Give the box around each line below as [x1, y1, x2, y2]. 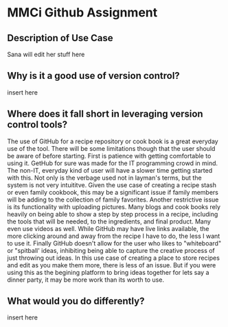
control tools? [7, 119, 68, 131]
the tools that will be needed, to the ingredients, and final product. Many [7, 217, 212, 226]
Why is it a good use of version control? [7, 70, 180, 82]
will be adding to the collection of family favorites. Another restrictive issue [7, 195, 219, 204]
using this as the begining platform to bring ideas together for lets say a [7, 268, 209, 276]
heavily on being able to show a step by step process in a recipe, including [7, 210, 218, 218]
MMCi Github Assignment [7, 5, 158, 21]
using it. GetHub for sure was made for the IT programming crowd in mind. [7, 159, 218, 167]
